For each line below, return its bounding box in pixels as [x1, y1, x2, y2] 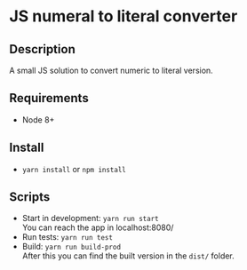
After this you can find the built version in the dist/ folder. [21, 250, 235, 261]
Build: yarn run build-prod [21, 242, 122, 252]
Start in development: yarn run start [21, 213, 159, 224]
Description [9, 42, 76, 57]
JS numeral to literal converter [9, 6, 238, 27]
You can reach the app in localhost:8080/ [21, 222, 174, 233]
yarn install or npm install [21, 163, 126, 174]
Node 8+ [21, 114, 55, 125]
